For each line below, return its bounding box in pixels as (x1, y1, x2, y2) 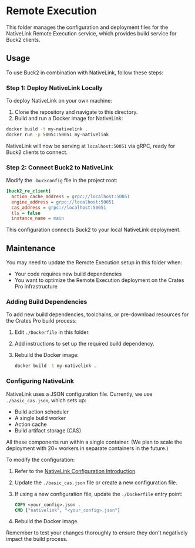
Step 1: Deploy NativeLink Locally (6, 84, 103, 92)
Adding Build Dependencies (6, 298, 88, 306)
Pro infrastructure (14, 283, 58, 290)
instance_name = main (11, 215, 65, 222)
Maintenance (6, 243, 56, 253)
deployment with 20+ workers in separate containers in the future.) (6, 444, 169, 452)
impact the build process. (6, 536, 68, 543)
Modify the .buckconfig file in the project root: (6, 177, 117, 184)
